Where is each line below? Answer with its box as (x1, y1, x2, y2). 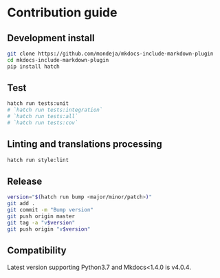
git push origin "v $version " (7, 225, 91, 233)
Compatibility (7, 245, 67, 257)
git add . (7, 200, 36, 207)
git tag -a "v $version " (7, 219, 76, 226)
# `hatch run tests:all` (7, 113, 78, 120)
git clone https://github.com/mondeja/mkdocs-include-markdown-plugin (7, 50, 214, 57)
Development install (7, 32, 95, 44)
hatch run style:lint (7, 157, 69, 163)
